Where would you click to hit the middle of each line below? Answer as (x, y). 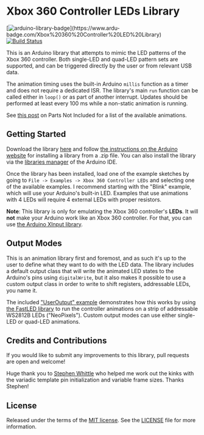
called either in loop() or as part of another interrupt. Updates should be (97, 97)
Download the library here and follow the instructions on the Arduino (92, 149)
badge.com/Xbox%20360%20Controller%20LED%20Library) (84, 34)
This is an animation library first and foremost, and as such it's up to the (96, 258)
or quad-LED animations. (49, 321)
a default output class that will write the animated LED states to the (90, 271)
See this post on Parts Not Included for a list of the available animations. (97, 115)
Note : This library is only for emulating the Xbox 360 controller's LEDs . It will (102, 211)
